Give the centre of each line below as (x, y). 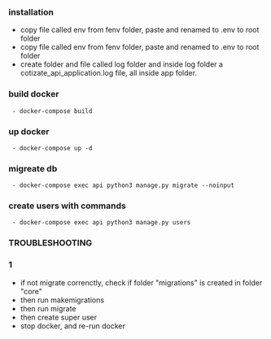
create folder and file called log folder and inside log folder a (122, 64)
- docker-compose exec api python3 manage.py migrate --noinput (123, 185)
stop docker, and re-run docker (73, 326)
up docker (29, 131)
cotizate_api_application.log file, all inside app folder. (109, 73)
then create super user (59, 317)
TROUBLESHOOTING (50, 243)
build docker (34, 94)
